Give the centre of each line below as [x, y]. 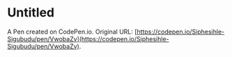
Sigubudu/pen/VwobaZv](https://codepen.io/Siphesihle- [88, 38]
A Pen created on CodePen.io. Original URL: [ [72, 32]
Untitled [31, 13]
